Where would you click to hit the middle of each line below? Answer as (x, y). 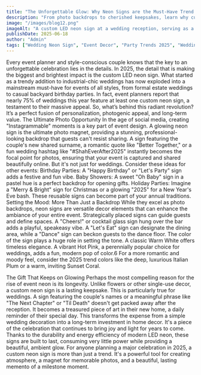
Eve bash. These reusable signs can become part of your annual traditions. (99, 196)
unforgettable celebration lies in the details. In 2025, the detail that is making (100, 68)
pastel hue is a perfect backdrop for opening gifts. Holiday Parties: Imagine (99, 183)
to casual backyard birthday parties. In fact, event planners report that (93, 94)
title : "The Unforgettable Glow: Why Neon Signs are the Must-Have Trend (100, 12)
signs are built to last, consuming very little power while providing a (89, 341)
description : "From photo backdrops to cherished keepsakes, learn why (97, 17)
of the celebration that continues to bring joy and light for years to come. (96, 328)
